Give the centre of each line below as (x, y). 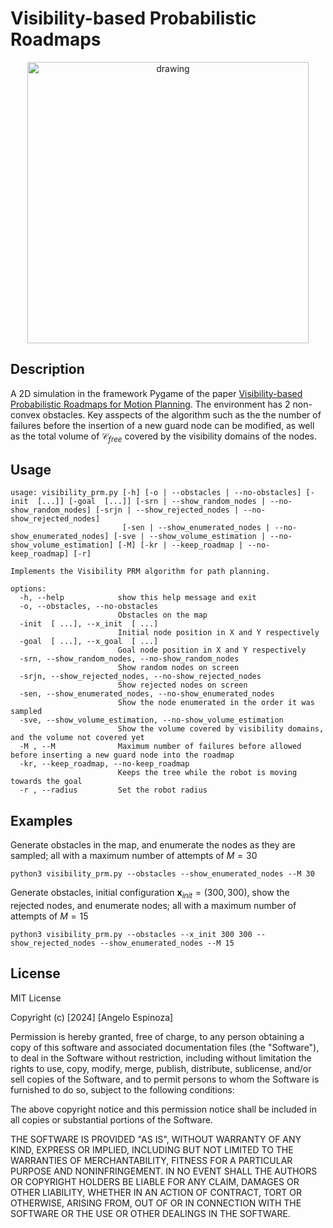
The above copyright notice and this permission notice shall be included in (163, 1109)
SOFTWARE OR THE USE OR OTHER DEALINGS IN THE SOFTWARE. (150, 1213)
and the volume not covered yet (77, 738)
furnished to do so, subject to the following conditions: (122, 1089)
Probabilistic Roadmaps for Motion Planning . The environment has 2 (150, 404)
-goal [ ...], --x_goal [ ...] (89, 642)
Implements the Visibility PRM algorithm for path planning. (140, 572)
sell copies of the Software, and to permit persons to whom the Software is (165, 1079)
